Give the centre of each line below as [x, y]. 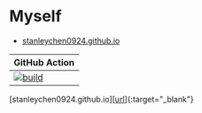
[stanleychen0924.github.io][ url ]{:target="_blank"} [101, 99]
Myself [35, 16]
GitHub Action [44, 62]
